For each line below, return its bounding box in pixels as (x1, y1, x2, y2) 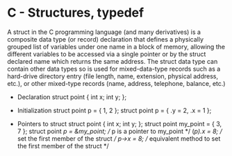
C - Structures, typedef (7, 5, 144, 21)
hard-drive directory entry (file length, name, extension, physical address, (7, 71, 219, 80)
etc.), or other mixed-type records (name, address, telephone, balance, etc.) (7, 79, 226, 87)
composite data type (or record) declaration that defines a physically (7, 35, 204, 43)
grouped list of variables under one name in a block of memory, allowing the (7, 42, 226, 51)
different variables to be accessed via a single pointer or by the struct (7, 50, 206, 58)
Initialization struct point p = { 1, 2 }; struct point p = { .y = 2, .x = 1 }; (17, 106, 212, 114)
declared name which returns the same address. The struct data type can (7, 57, 218, 65)
